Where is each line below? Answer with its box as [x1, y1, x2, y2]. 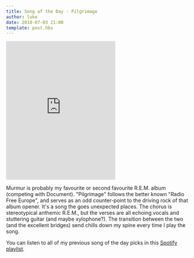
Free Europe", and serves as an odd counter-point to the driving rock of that [6, 197, 188, 204]
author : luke [6, 14, 38, 20]
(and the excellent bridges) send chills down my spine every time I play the [6, 222, 186, 229]
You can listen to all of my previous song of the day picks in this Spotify [6, 239, 178, 246]
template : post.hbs [6, 25, 54, 31]
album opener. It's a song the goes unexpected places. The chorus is [6, 203, 172, 210]
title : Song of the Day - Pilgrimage [6, 8, 98, 15]
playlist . [6, 246, 25, 253]
